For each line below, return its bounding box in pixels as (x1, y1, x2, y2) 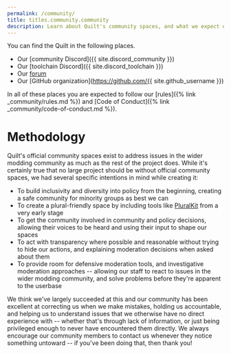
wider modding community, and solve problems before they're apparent (16, 274, 221, 283)
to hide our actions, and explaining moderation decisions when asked (16, 245, 214, 254)
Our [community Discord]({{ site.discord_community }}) (16, 55, 175, 63)
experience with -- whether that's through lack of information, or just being (7, 317, 220, 325)
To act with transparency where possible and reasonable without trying (16, 238, 219, 246)
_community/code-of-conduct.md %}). (7, 104, 118, 113)
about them (16, 252, 50, 261)
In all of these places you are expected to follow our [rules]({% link (7, 90, 196, 98)
